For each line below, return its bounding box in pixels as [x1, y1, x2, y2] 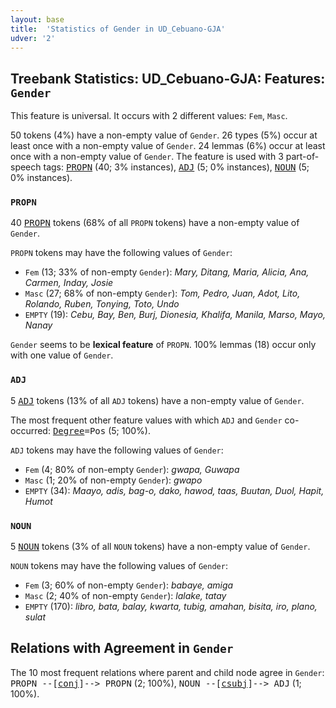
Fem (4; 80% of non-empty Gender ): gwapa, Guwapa [24, 463, 240, 475]
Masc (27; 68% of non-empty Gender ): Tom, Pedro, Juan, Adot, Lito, [24, 287, 301, 300]
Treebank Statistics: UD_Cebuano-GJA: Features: [10, 70, 326, 87]
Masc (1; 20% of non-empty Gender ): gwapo [24, 474, 203, 486]
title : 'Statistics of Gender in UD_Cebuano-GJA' [10, 24, 226, 34]
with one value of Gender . [10, 349, 114, 361]
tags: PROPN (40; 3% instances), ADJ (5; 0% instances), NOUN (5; [43, 161, 310, 173]
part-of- [285, 151, 320, 163]
